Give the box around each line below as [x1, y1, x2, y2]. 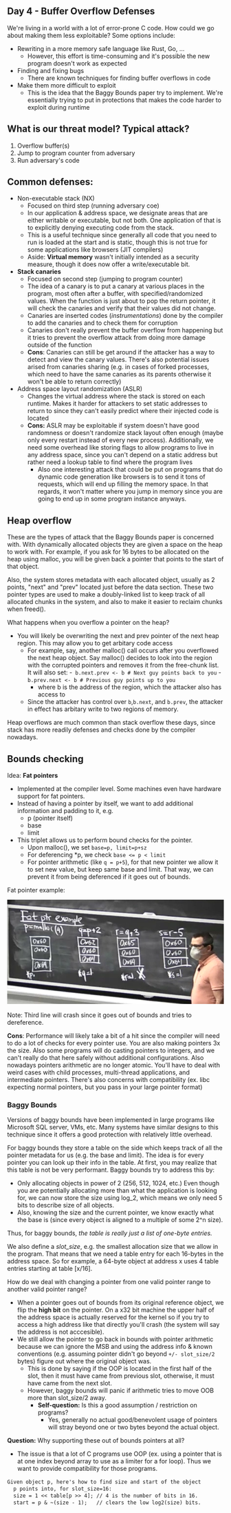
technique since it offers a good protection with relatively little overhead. [7, 1130, 212, 1139]
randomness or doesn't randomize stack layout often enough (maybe [27, 429, 224, 437]
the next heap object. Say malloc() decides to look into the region [27, 654, 213, 662]
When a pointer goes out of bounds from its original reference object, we [16, 1299, 224, 1307]
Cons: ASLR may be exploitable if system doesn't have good [27, 421, 199, 430]
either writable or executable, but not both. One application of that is [27, 217, 221, 225]
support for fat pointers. [16, 792, 85, 801]
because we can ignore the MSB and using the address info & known [16, 1343, 213, 1351]
